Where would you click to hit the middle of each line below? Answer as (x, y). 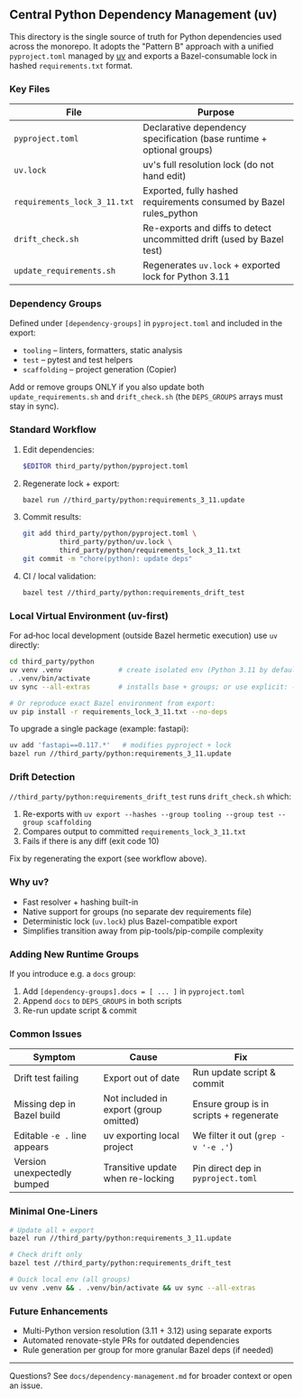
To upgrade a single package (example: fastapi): (99, 729)
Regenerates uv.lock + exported (212, 266)
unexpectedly (43, 1173)
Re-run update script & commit (79, 1010)
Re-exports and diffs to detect (207, 228)
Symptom (54, 1057)
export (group (133, 1110)
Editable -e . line (50, 1136)
